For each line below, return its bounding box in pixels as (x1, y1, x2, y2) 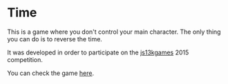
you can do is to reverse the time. (7, 34, 102, 43)
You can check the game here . (7, 69, 95, 77)
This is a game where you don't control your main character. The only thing (7, 28, 221, 36)
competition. (7, 55, 44, 63)
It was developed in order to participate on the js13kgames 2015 (7, 48, 189, 56)
